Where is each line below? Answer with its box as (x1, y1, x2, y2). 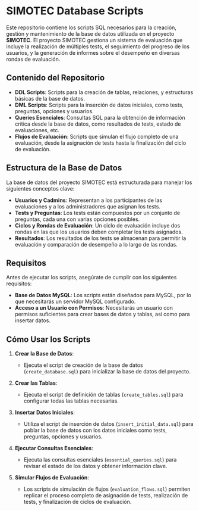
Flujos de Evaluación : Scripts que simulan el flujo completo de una (14, 133, 179, 140)
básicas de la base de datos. (14, 95, 85, 102)
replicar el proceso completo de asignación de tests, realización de (23, 492, 188, 499)
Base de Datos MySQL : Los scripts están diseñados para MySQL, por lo (14, 292, 191, 299)
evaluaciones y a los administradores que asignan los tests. (14, 202, 160, 210)
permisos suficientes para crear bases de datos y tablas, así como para (14, 311, 190, 318)
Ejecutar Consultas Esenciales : (14, 445, 94, 452)
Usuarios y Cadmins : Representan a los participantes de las (14, 197, 162, 204)
